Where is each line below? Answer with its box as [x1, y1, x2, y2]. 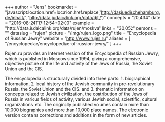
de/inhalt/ [5, 15, 25, 20]
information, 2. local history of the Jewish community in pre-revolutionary [5, 81, 155, 87]
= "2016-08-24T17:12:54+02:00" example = [5, 20, 95, 26]
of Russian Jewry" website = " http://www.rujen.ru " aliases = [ [5, 35, 131, 41]
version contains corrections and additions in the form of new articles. [5, 112, 148, 118]
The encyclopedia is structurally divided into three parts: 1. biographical [5, 76, 150, 81]
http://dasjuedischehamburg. [100, 9, 160, 15]
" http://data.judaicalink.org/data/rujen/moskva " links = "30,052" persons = [5, 25, 157, 31]
